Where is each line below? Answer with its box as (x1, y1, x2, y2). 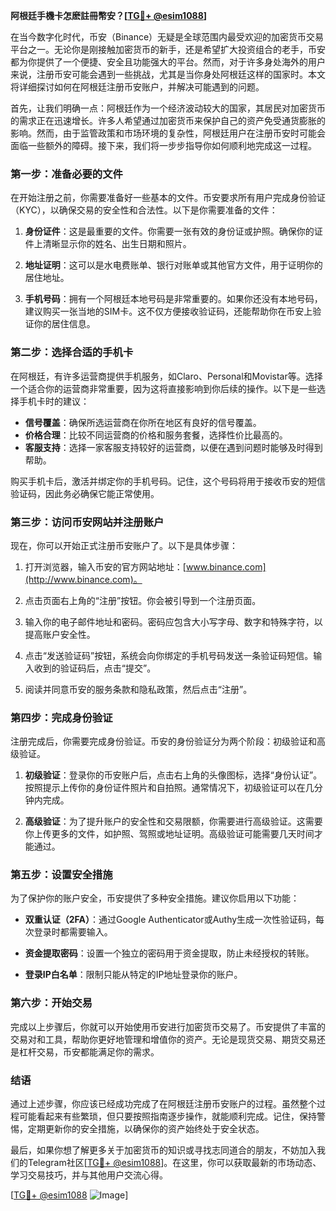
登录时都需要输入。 (33, 926, 113, 938)
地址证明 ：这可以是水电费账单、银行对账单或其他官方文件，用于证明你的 (24, 259, 323, 271)
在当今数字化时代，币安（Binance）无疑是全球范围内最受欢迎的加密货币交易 (10, 31, 325, 43)
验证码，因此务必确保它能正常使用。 (10, 487, 160, 499)
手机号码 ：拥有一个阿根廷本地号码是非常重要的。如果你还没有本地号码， (24, 293, 323, 305)
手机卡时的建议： (18, 395, 90, 407)
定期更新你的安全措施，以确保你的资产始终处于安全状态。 (27, 1123, 265, 1135)
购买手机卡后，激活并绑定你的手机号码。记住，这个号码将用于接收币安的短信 (10, 475, 326, 487)
